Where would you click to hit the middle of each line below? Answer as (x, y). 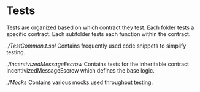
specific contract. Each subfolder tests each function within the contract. (98, 34)
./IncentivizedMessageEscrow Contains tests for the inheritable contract (98, 64)
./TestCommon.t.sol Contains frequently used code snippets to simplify (96, 46)
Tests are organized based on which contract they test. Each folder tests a (100, 27)
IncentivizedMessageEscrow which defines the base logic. (80, 70)
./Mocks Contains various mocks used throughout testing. (80, 82)
